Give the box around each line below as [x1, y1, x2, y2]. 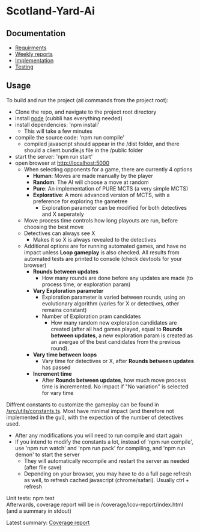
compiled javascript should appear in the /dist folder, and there [23, 140, 180, 147]
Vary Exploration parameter [32, 287, 104, 294]
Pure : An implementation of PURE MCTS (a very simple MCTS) [32, 185, 189, 192]
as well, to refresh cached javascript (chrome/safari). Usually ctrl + [23, 476, 190, 483]
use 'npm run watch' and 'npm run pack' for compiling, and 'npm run [14, 444, 186, 451]
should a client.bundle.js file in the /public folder [23, 146, 143, 154]
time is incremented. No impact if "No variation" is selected [41, 383, 189, 390]
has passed [41, 364, 71, 371]
